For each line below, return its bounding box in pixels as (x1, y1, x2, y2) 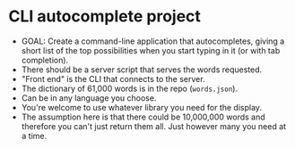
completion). (21, 54, 69, 65)
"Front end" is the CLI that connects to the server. (21, 73, 205, 84)
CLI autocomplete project (8, 6, 201, 27)
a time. (21, 130, 48, 141)
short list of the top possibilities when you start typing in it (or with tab (21, 45, 281, 55)
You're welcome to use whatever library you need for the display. (21, 102, 262, 112)
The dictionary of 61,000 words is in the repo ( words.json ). (21, 83, 239, 94)
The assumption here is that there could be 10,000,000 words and (21, 111, 265, 122)
